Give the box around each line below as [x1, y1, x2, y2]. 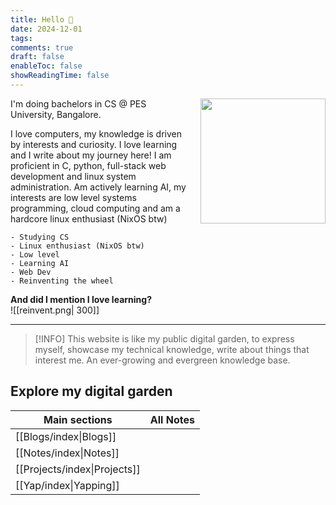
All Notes [149, 412, 195, 426]
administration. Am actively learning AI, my [10, 181, 187, 193]
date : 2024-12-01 [10, 24, 83, 34]
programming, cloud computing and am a [10, 202, 181, 214]
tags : [10, 33, 33, 43]
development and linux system [10, 170, 137, 182]
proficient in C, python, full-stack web [10, 159, 167, 171]
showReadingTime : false [10, 71, 110, 81]
